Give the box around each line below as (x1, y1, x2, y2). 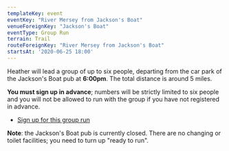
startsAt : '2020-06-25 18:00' (7, 49, 94, 56)
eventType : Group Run (7, 29, 69, 36)
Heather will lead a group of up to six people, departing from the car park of (7, 67, 222, 75)
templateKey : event (7, 10, 63, 17)
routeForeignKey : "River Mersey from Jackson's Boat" (7, 42, 165, 49)
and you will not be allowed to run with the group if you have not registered (7, 95, 220, 103)
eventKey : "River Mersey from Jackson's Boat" (7, 16, 143, 23)
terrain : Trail (7, 36, 51, 43)
